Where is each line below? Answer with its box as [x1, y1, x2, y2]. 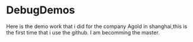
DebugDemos [6, 3, 75, 17]
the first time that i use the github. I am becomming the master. [6, 29, 160, 36]
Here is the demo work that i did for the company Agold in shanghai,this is [6, 23, 188, 30]
